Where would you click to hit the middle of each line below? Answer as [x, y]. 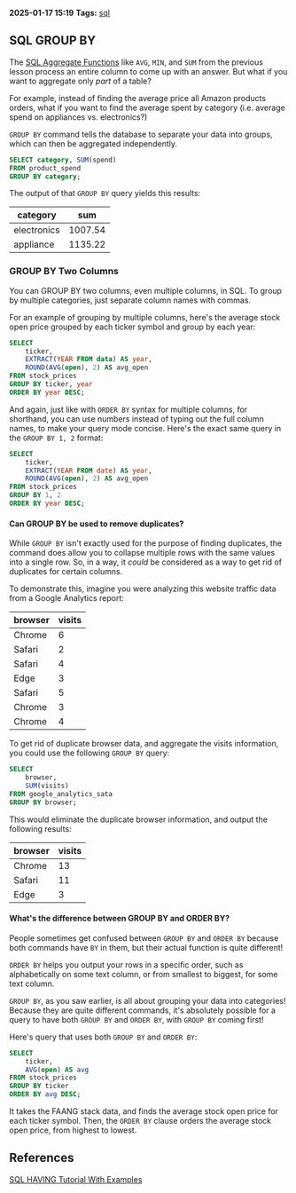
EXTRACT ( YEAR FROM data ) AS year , [89, 359]
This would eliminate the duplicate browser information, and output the [139, 819]
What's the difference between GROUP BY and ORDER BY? [120, 919]
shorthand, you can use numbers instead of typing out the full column [136, 419]
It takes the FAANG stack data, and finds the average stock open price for [144, 1111]
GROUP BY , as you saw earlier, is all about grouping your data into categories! [148, 1000]
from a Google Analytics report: [66, 598]
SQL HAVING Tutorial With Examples [76, 1179]
